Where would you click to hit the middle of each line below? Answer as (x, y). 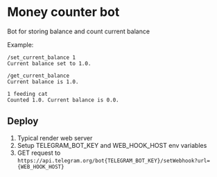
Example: (20, 44)
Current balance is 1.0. (43, 82)
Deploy (23, 121)
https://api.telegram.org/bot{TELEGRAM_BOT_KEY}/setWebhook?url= (113, 160)
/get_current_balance (38, 76)
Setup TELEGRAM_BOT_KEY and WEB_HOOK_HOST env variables (112, 145)
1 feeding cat (28, 94)
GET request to (39, 153)
